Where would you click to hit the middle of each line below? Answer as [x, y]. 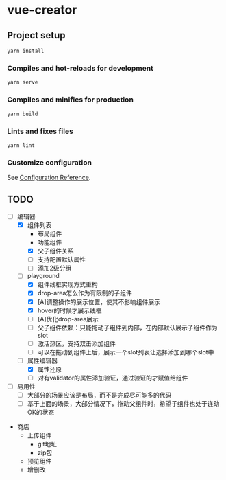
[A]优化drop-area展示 [68, 319]
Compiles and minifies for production [70, 100]
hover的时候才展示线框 [70, 310]
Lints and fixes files [40, 131]
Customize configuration [50, 162]
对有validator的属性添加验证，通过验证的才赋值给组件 [113, 378]
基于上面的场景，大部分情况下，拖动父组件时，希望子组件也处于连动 [123, 404]
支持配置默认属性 [62, 260]
